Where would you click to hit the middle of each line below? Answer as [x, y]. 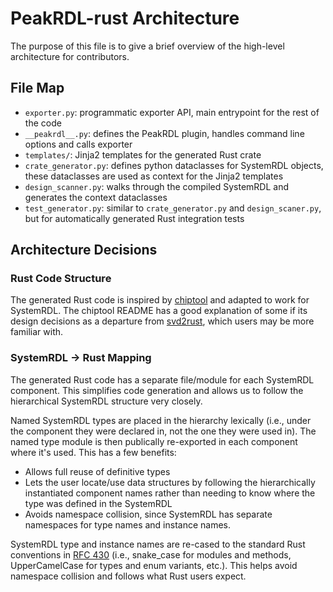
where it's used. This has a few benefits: [93, 452]
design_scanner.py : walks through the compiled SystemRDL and [156, 186]
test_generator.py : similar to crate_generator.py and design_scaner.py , [173, 208]
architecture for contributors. [70, 56]
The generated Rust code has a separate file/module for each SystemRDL [162, 379]
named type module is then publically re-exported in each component [154, 441]
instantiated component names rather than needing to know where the [170, 493]
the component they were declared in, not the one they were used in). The [163, 431]
